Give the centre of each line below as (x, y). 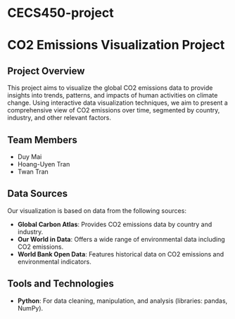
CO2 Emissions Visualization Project (116, 45)
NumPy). (30, 308)
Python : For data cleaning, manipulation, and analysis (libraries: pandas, (122, 301)
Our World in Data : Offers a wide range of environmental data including (121, 239)
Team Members (42, 139)
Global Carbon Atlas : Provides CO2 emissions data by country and (115, 224)
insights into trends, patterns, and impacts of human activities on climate (113, 96)
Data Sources (38, 194)
